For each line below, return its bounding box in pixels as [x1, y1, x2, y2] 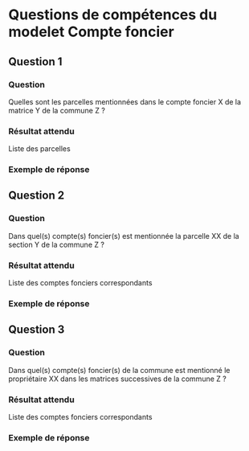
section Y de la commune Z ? [8, 240, 104, 249]
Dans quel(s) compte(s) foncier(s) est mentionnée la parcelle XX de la [8, 231, 239, 240]
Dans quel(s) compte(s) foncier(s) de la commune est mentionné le [8, 365, 231, 375]
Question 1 [8, 55, 63, 68]
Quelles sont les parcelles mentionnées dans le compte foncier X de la [8, 96, 242, 106]
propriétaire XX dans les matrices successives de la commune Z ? [8, 374, 227, 383]
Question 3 [8, 323, 65, 337]
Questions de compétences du [8, 6, 218, 24]
